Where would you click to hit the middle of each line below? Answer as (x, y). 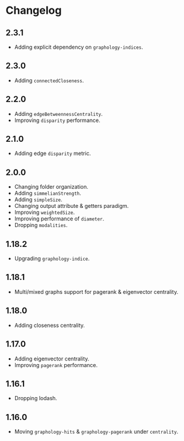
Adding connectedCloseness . (49, 80)
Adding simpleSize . (38, 199)
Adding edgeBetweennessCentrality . (58, 114)
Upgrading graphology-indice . (52, 258)
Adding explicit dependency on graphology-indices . (79, 47)
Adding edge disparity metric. (53, 153)
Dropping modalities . (41, 225)
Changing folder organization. (51, 187)
